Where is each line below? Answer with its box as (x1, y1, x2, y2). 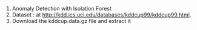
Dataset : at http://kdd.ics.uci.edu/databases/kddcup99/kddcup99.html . (12, 11, 192, 18)
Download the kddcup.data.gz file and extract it (12, 18, 132, 24)
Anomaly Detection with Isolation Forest (12, 5, 112, 12)
